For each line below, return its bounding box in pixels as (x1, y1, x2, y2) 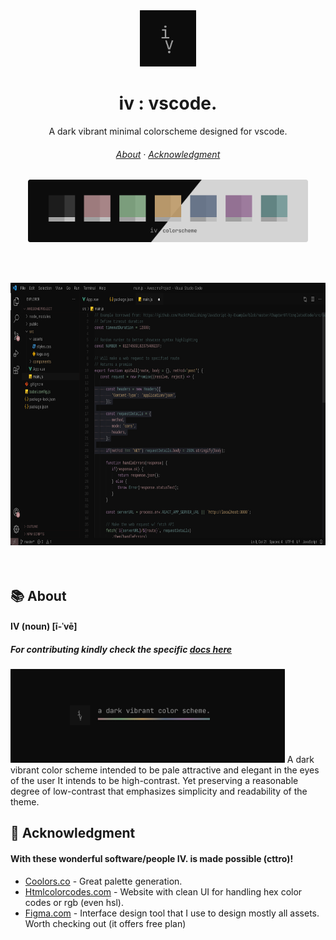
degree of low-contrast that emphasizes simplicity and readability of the (10, 785, 308, 798)
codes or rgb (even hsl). (24, 896, 124, 908)
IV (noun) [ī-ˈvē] (10, 620, 78, 633)
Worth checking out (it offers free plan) (24, 917, 187, 929)
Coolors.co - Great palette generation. (24, 875, 183, 887)
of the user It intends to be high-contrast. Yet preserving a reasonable (10, 775, 299, 787)
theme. (10, 796, 40, 808)
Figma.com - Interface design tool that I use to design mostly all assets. (24, 907, 320, 919)
